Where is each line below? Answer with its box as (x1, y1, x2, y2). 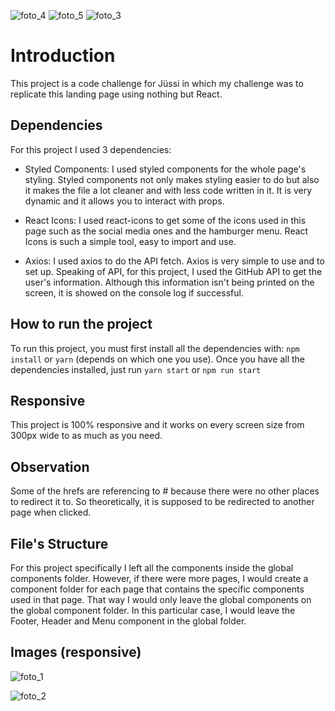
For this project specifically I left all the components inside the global (10, 562, 294, 574)
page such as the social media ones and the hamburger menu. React (24, 225, 309, 237)
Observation (10, 458, 90, 475)
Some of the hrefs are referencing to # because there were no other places (10, 485, 320, 497)
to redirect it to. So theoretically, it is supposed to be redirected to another (10, 496, 315, 508)
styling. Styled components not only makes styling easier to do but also (24, 173, 320, 185)
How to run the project (10, 316, 153, 333)
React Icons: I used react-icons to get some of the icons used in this (24, 214, 307, 226)
